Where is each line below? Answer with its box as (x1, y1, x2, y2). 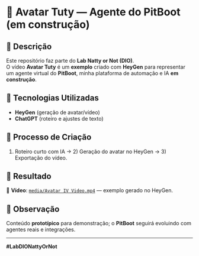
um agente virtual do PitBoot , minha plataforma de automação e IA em (6, 70, 179, 76)
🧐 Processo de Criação (6, 132, 92, 142)
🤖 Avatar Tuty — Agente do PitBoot (6, 5, 181, 19)
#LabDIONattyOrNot (6, 243, 57, 250)
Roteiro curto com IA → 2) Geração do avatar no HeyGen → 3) (14, 148, 167, 155)
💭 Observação (6, 204, 60, 214)
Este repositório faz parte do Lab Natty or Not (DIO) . (6, 57, 134, 64)
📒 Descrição (6, 41, 52, 51)
